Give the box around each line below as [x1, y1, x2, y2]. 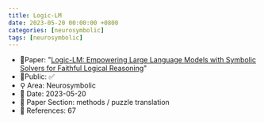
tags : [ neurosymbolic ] [8, 33, 83, 42]
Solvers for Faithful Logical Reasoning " [19, 64, 147, 73]
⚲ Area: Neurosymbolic [19, 80, 97, 91]
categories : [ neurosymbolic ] [8, 26, 105, 34]
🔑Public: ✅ [19, 72, 55, 81]
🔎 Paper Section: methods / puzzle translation [19, 98, 170, 107]
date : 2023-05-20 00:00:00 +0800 [8, 19, 119, 27]
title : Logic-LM [8, 11, 62, 20]
